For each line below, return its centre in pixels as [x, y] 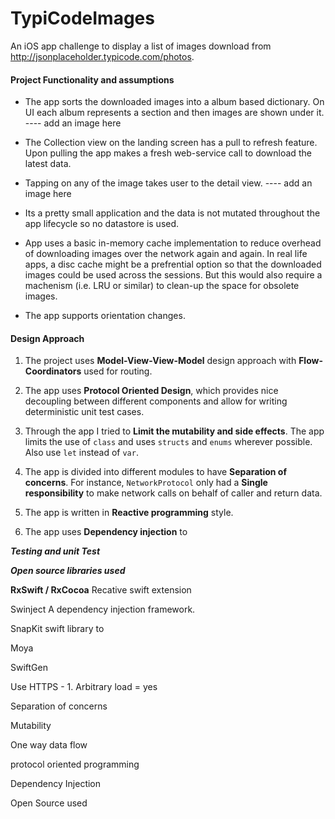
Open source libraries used [68, 571]
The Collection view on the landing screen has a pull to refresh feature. [171, 143]
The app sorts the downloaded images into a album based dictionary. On [174, 102]
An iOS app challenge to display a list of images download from [141, 46]
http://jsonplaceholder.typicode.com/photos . [102, 56]
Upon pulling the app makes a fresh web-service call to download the [168, 153]
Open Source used [49, 803]
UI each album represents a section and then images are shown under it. [174, 113]
